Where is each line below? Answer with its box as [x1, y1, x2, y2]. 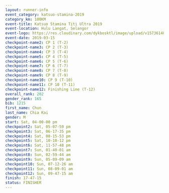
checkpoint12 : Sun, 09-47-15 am [5, 171, 73, 176]
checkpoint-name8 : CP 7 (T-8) [5, 68, 69, 73]
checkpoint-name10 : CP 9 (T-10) [5, 77, 73, 82]
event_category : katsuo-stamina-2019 [5, 12, 84, 17]
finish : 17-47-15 [5, 175, 42, 181]
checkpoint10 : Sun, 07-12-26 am [5, 161, 73, 166]
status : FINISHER [5, 180, 42, 185]
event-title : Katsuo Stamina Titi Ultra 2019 [5, 21, 102, 27]
